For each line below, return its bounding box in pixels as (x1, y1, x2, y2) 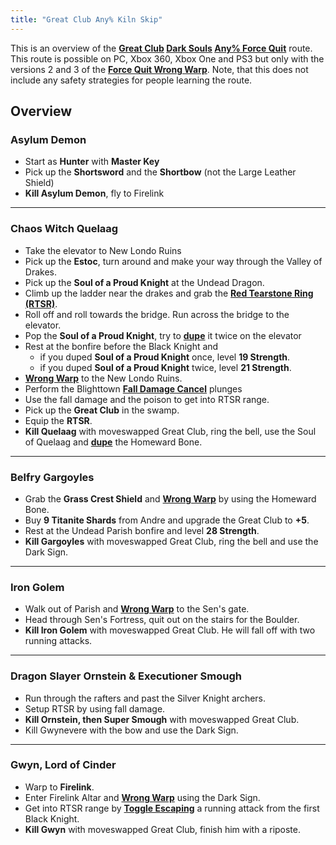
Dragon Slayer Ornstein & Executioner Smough (10, 669, 243, 683)
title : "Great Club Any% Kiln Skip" (10, 14, 163, 25)
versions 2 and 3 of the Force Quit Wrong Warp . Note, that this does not (10, 63, 309, 75)
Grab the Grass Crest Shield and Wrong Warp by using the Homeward (24, 492, 317, 505)
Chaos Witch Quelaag (10, 222, 119, 236)
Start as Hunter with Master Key (24, 156, 160, 168)
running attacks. (24, 635, 93, 647)
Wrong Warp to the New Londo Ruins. (24, 372, 183, 384)
